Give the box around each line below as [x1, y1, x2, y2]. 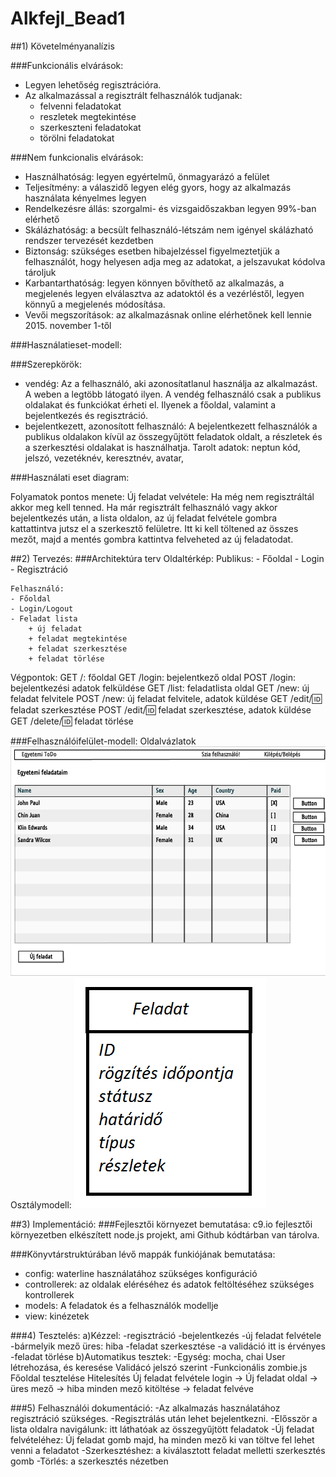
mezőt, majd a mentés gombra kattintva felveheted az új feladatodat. [10, 533, 294, 545]
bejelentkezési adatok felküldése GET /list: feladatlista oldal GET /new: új [10, 682, 310, 694]
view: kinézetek [24, 1310, 90, 1322]
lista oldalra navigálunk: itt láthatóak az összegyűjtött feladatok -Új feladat [10, 1423, 315, 1436]
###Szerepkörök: [10, 358, 82, 370]
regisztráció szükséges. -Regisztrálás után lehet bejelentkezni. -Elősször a [10, 1413, 318, 1425]
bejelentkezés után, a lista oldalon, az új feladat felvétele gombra [10, 512, 278, 524]
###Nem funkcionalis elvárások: [10, 151, 144, 163]
